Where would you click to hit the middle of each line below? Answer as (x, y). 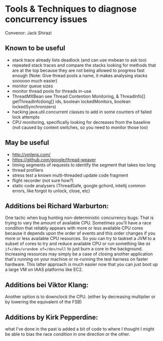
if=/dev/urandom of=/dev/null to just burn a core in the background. (74, 249)
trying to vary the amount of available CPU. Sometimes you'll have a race (78, 223)
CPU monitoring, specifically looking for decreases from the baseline (81, 122)
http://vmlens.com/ (31, 154)
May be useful (27, 143)
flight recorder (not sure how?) (43, 180)
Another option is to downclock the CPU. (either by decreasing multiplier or (80, 297)
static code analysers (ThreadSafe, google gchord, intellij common (79, 185)
